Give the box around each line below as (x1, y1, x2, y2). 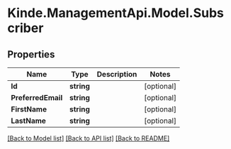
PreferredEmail (11, 93, 63, 102)
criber (7, 20, 44, 36)
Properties (7, 48, 55, 60)
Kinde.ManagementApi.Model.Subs (7, 5, 225, 21)
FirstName (11, 104, 47, 114)
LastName (11, 116, 46, 126)
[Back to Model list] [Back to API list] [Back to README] (7, 134, 170, 143)
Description (96, 70, 137, 79)
